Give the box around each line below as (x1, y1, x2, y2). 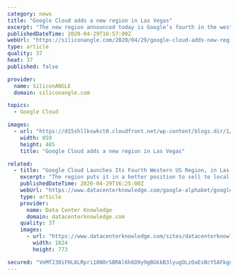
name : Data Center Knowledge (25, 206, 113, 213)
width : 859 (20, 134, 52, 142)
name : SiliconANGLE (13, 82, 72, 89)
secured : (7, 259, 33, 266)
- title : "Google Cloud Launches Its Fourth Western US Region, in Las (13, 167, 230, 174)
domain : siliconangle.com (13, 89, 91, 96)
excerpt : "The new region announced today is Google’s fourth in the (7, 23, 217, 30)
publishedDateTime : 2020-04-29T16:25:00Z (20, 180, 144, 188)
